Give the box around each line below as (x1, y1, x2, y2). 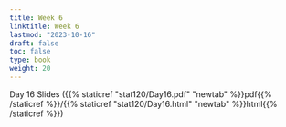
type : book (9, 55, 51, 64)
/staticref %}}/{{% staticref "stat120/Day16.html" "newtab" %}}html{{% (9, 98, 278, 109)
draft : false (9, 38, 59, 48)
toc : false (9, 47, 51, 56)
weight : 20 (9, 64, 51, 73)
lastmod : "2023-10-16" (9, 30, 96, 39)
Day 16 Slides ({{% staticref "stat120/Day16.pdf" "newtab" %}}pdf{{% (9, 88, 272, 100)
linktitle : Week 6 (9, 22, 79, 31)
